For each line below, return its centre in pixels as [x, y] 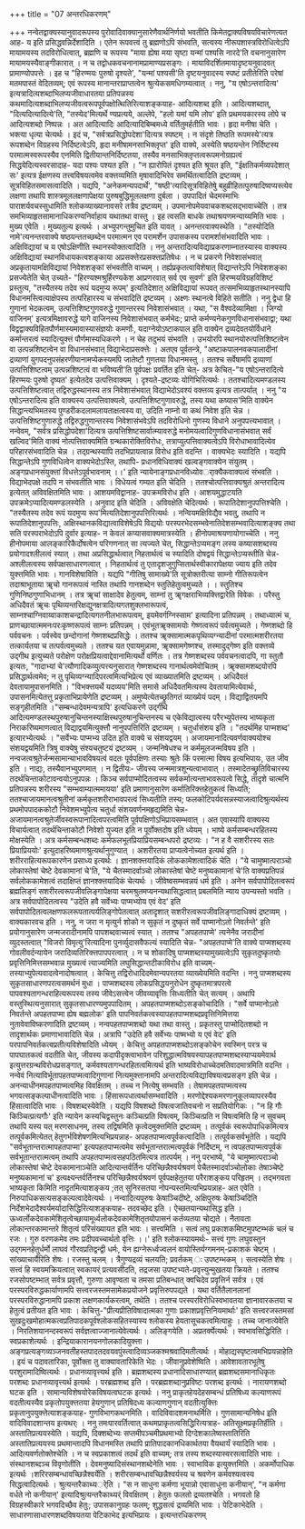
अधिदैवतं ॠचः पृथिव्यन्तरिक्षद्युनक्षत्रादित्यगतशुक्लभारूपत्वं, [89, 605]
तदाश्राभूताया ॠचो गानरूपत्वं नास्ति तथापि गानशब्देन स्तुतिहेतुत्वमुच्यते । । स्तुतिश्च [126, 585]
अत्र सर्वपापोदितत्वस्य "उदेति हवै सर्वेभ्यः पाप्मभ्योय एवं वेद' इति [95, 901]
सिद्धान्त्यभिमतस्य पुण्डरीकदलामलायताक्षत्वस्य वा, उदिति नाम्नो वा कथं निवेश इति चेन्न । [130, 410]
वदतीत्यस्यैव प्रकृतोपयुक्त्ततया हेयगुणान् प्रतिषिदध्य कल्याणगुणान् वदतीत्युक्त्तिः [114, 1403]
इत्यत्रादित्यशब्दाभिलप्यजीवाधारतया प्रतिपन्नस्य [72, 94]
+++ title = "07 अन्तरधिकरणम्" [60, 14]
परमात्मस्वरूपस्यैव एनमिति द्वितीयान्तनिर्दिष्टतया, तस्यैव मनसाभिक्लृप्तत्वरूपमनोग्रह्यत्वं [126, 155]
